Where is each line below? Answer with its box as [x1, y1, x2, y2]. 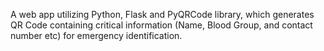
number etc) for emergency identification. [10, 30, 183, 41]
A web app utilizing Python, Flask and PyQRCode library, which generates [10, 9, 315, 20]
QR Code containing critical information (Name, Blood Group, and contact [10, 19, 313, 31]
